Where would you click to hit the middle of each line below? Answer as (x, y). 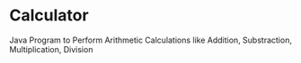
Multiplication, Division (51, 49)
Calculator (49, 16)
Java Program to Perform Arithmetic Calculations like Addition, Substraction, (150, 40)
